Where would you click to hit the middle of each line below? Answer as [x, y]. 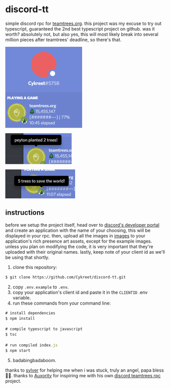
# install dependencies [30, 313]
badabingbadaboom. [35, 360]
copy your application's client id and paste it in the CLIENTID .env [80, 292]
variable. [22, 297]
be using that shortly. [27, 257]
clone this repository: [35, 267]
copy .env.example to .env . [41, 287]
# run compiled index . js [31, 345]
